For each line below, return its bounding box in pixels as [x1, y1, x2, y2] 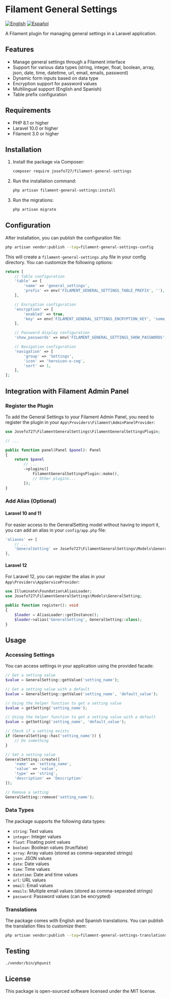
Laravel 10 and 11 [5, 510, 42, 516]
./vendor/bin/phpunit [5, 960, 51, 966]
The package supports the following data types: [5, 818, 106, 824]
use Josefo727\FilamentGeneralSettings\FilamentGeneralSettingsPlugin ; [5, 429, 160, 434]
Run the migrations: [12, 197, 54, 203]
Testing [5, 947, 30, 956]
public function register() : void [5, 603, 79, 608]
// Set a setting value [5, 752, 56, 757]
